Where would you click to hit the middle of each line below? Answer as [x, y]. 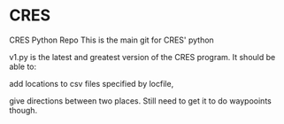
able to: [23, 66]
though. [23, 110]
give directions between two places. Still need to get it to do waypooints [140, 101]
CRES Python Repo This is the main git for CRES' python [111, 40]
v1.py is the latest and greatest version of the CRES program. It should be [142, 57]
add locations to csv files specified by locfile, [92, 83]
